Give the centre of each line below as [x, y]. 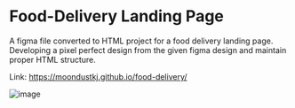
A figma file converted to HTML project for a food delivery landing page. [141, 41]
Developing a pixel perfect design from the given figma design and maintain [148, 50]
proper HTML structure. [52, 59]
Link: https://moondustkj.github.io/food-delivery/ [99, 76]
